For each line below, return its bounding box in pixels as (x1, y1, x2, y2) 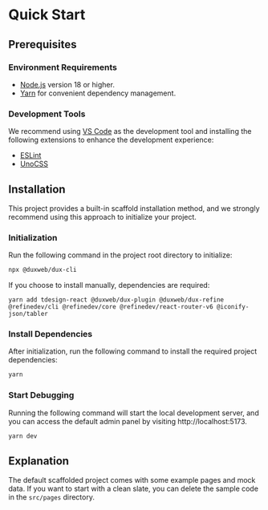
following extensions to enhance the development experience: (8, 135, 214, 145)
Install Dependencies (8, 329, 93, 340)
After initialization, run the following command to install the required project (8, 346, 258, 356)
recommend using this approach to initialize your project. (8, 212, 197, 221)
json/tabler (8, 310, 48, 318)
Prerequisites (8, 38, 77, 51)
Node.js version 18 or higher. (19, 79, 115, 89)
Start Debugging (8, 390, 75, 401)
